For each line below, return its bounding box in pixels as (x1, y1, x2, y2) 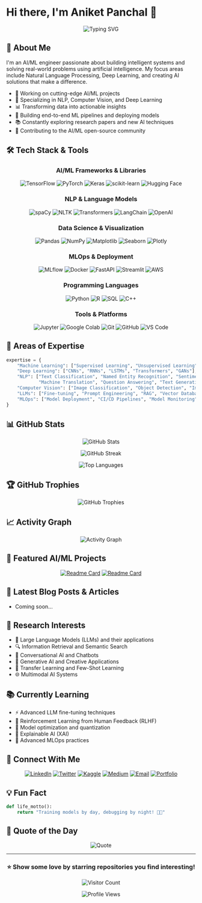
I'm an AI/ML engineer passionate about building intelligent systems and (6, 58, 185, 66)
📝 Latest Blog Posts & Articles (6, 587, 119, 597)
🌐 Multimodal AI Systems (14, 671, 78, 678)
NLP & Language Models (64, 195, 138, 204)
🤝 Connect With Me (6, 754, 81, 764)
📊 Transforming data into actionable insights (14, 102, 126, 110)
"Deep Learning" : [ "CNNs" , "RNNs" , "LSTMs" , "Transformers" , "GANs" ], (17, 368, 198, 374)
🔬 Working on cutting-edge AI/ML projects (14, 90, 120, 97)
